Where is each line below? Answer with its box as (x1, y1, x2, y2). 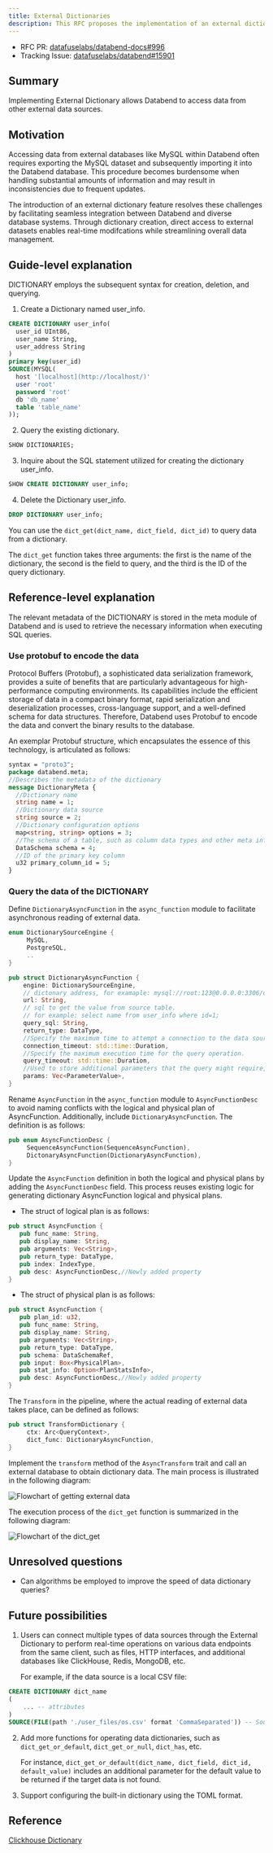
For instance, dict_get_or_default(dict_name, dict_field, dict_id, (19, 1757, 252, 1767)
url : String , (23, 997, 67, 1005)
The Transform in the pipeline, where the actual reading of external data (8, 1396, 248, 1406)
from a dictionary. (8, 534, 67, 544)
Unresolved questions (8, 1554, 123, 1568)
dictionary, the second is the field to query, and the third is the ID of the (8, 559, 248, 568)
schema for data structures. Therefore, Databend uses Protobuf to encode (8, 712, 258, 721)
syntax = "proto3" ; (8, 760, 75, 769)
